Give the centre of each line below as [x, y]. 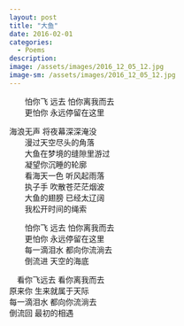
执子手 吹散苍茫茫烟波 [64, 186]
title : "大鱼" [34, 26]
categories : [31, 42]
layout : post [33, 17]
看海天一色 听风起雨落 [64, 175]
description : [33, 58]
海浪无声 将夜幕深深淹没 [53, 131]
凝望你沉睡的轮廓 [55, 164]
